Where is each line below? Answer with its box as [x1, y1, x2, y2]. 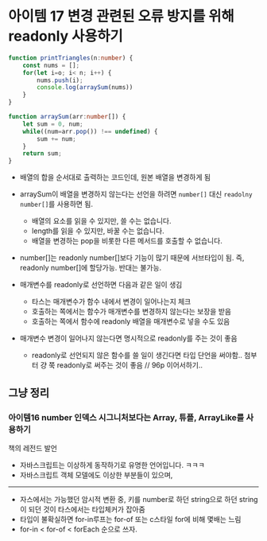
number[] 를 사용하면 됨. [19, 200, 94, 209]
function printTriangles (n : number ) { [8, 53, 133, 62]
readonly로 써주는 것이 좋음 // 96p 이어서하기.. [56, 360, 203, 370]
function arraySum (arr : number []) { [8, 113, 126, 121]
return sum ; [22, 150, 62, 158]
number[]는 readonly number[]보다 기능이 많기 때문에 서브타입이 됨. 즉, [19, 253, 245, 263]
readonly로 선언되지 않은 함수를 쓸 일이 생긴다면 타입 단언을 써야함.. [31, 351, 242, 360]
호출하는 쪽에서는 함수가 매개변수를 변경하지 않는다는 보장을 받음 [31, 307, 232, 317]
